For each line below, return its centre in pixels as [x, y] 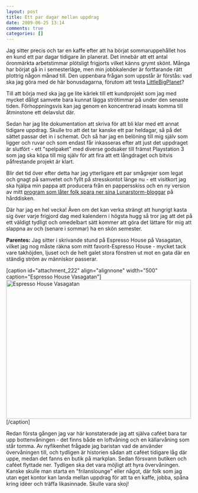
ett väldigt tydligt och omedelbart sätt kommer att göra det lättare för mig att [99, 222]
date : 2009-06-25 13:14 [35, 23]
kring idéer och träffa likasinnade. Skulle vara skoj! [67, 484]
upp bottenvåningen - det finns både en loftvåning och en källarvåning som [98, 440]
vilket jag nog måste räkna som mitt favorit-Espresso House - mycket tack [96, 246]
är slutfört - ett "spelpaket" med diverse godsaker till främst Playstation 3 [95, 149]
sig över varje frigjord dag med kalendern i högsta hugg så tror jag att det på [99, 216]
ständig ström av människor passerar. [52, 259]
